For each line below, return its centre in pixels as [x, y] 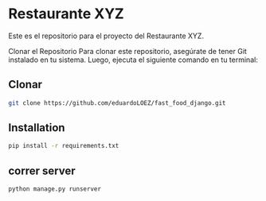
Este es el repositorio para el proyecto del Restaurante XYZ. [106, 36]
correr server [42, 170]
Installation [37, 128]
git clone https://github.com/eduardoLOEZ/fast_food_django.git [117, 103]
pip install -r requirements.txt [64, 146]
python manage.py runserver [55, 189]
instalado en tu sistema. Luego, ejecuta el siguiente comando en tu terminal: [133, 60]
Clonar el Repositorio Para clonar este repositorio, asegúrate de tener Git [127, 51]
